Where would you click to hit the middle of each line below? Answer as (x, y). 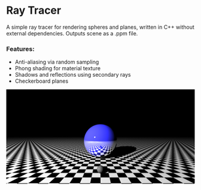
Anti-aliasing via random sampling (57, 62)
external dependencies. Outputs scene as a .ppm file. (72, 33)
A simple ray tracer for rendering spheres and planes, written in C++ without (100, 27)
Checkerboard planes (42, 81)
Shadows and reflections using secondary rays (73, 75)
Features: (20, 49)
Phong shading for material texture (57, 68)
